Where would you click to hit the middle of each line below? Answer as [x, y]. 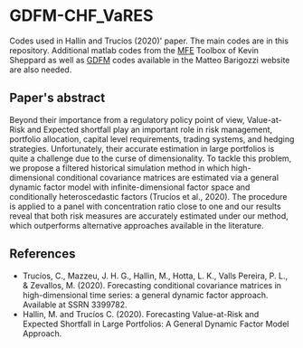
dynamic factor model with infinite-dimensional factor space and [130, 187]
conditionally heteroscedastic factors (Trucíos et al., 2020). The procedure [148, 196]
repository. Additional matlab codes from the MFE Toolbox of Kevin [134, 50]
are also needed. [41, 70]
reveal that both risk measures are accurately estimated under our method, [149, 216]
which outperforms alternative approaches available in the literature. [137, 225]
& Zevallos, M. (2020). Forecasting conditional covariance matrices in [152, 285]
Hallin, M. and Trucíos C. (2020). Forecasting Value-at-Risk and [141, 314]
